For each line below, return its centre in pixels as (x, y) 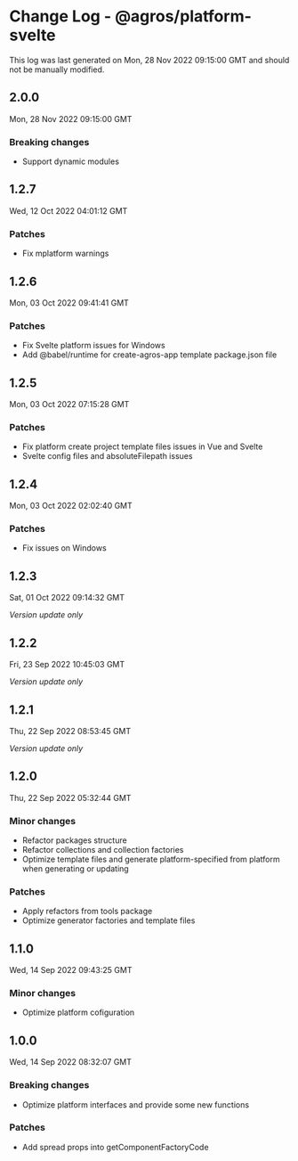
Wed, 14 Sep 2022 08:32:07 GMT (70, 1062)
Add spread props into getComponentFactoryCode (115, 1147)
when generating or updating (75, 869)
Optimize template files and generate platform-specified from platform (151, 859)
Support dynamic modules (71, 161)
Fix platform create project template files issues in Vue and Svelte (142, 446)
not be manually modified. (57, 69)
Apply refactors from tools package (87, 912)
